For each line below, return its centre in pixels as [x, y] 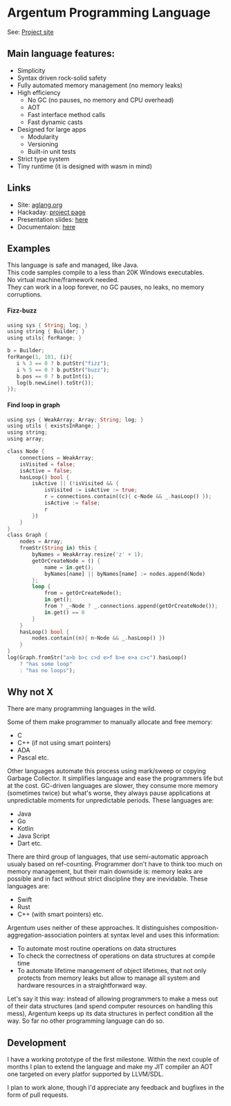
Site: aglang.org [40, 204]
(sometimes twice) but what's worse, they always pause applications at [109, 793]
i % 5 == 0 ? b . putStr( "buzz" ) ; [63, 370]
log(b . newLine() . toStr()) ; [55, 383]
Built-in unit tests [52, 151]
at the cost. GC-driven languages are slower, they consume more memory [113, 786]
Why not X [30, 692]
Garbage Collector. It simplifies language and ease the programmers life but [115, 778]
